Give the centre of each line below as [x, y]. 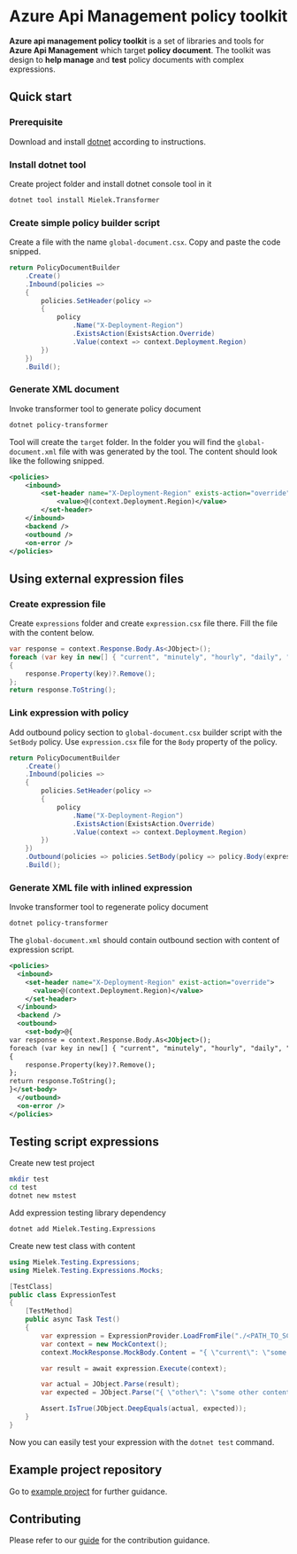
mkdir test [29, 1179]
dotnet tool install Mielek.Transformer [85, 200]
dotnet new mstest [43, 1196]
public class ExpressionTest [63, 1295]
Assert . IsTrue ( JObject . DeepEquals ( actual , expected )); [144, 1409]
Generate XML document [64, 389]
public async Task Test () [73, 1320]
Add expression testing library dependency [88, 1213]
